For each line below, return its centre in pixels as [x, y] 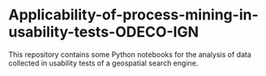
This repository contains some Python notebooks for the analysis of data [130, 54]
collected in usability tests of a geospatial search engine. [103, 63]
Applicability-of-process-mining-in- [134, 15]
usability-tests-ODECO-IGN [104, 32]
